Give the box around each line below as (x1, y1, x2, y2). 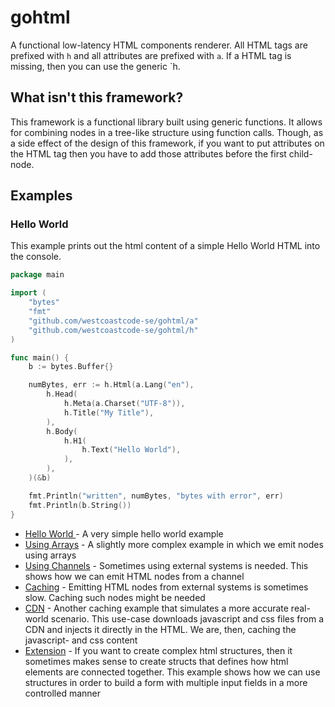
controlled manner (24, 687, 102, 699)
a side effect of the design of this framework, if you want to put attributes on (10, 137, 325, 149)
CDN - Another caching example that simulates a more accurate (24, 602, 289, 614)
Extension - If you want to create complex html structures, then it (24, 644, 293, 656)
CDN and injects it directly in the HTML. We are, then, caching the (24, 623, 297, 635)
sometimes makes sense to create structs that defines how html (24, 655, 289, 667)
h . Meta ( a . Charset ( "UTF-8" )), (63, 399, 186, 409)
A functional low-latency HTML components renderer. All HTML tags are (10, 39, 308, 51)
